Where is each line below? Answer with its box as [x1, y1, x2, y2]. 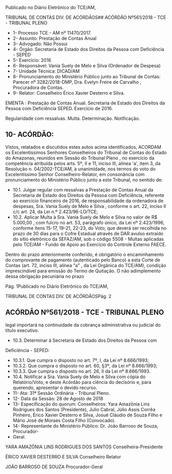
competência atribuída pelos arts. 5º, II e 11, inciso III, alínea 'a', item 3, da [5, 160, 161, 166]
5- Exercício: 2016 [12, 57, 51, 63]
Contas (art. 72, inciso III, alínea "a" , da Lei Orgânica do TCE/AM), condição [5, 262, 166, 268]
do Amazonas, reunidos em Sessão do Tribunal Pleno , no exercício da [5, 154, 155, 161]
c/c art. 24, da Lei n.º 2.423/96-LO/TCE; [12, 208, 99, 215]
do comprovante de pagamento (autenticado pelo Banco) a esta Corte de [5, 257, 161, 263]
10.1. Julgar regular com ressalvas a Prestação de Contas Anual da [12, 186, 154, 192]
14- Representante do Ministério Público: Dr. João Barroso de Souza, [12, 423, 159, 429]
